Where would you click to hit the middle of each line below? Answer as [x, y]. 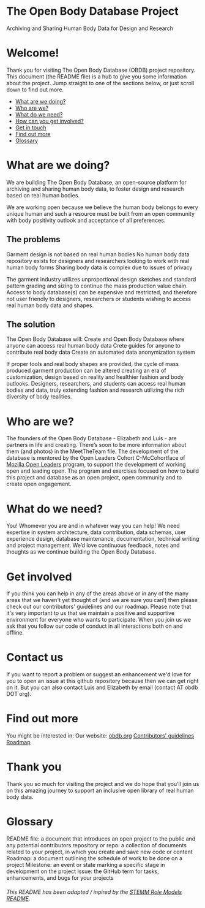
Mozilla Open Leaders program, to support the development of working [96, 465]
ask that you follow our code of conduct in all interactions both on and [95, 626]
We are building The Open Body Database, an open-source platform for [96, 182]
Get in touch [31, 128]
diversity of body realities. [39, 397]
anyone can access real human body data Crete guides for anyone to [93, 346]
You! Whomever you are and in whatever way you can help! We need [93, 526]
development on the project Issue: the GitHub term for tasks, [83, 871]
